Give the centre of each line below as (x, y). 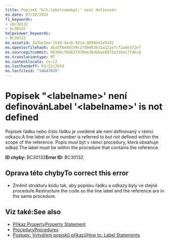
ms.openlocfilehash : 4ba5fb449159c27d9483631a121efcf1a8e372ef (73, 47)
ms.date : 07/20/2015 (27, 15)
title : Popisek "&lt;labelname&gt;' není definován (61, 10)
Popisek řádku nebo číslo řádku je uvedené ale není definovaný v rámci (79, 131)
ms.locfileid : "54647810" (32, 71)
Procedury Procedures (36, 229)
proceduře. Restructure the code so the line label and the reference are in (88, 190)
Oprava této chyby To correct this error (67, 173)
